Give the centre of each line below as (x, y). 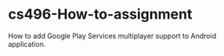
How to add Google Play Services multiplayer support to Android (112, 36)
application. (27, 44)
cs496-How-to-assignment (100, 14)
